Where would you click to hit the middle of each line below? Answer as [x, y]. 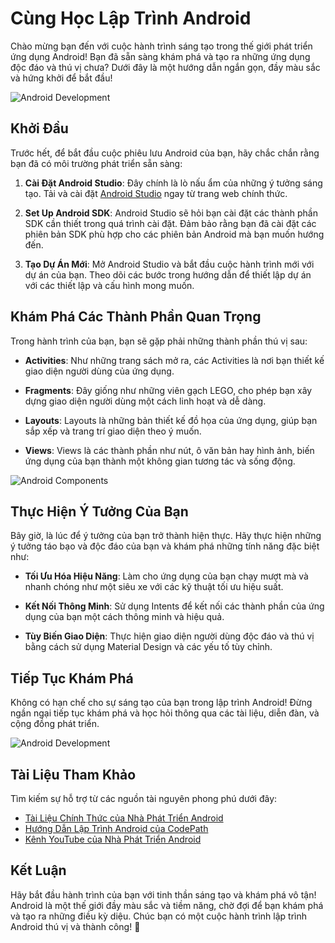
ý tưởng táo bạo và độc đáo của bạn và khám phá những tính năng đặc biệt [165, 546]
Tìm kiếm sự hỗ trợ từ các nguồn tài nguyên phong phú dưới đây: [144, 798]
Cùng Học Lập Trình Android [131, 18]
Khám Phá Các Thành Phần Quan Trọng [136, 317]
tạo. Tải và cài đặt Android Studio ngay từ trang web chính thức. [156, 193]
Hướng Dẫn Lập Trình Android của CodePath [116, 828]
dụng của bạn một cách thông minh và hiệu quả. [124, 617]
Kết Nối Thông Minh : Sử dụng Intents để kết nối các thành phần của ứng [174, 606]
